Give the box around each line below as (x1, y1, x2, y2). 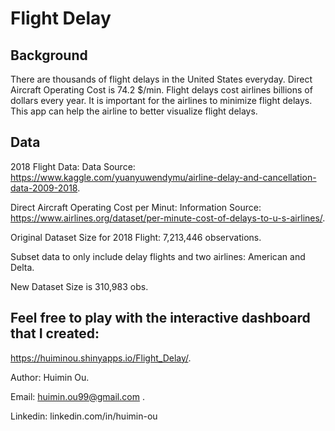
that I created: (10, 325, 100, 342)
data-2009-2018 (10, 182, 78, 194)
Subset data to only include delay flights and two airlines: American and (10, 250, 306, 262)
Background (10, 47, 88, 64)
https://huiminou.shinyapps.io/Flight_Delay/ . (10, 352, 192, 364)
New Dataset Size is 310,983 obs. (10, 280, 149, 292)
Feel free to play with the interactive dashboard (10, 310, 311, 327)
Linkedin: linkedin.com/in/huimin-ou (10, 410, 158, 422)
